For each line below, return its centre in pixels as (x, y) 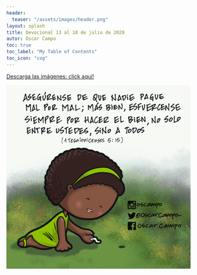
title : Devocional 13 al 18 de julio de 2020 (65, 32)
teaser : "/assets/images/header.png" (60, 19)
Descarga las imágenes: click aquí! (50, 76)
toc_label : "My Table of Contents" (52, 52)
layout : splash (26, 26)
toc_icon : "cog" (27, 58)
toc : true (19, 45)
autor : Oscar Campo (31, 39)
